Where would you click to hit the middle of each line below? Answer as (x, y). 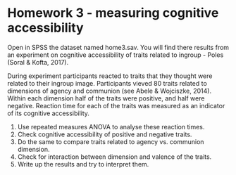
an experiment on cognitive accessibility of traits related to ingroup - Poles (116, 55)
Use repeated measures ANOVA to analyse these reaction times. (111, 127)
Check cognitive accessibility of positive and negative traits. (105, 134)
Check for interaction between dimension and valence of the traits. (114, 157)
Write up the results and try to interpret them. (83, 164)
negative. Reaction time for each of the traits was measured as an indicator (116, 105)
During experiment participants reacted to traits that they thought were (110, 76)
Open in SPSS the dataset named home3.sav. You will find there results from (118, 47)
